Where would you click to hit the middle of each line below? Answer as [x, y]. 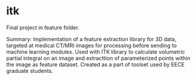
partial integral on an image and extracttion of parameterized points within [98, 58]
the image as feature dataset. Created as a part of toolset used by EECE [96, 64]
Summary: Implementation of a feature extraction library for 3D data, [91, 39]
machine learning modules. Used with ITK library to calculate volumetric [96, 51]
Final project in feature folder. [43, 27]
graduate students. [30, 70]
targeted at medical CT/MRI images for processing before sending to [92, 45]
